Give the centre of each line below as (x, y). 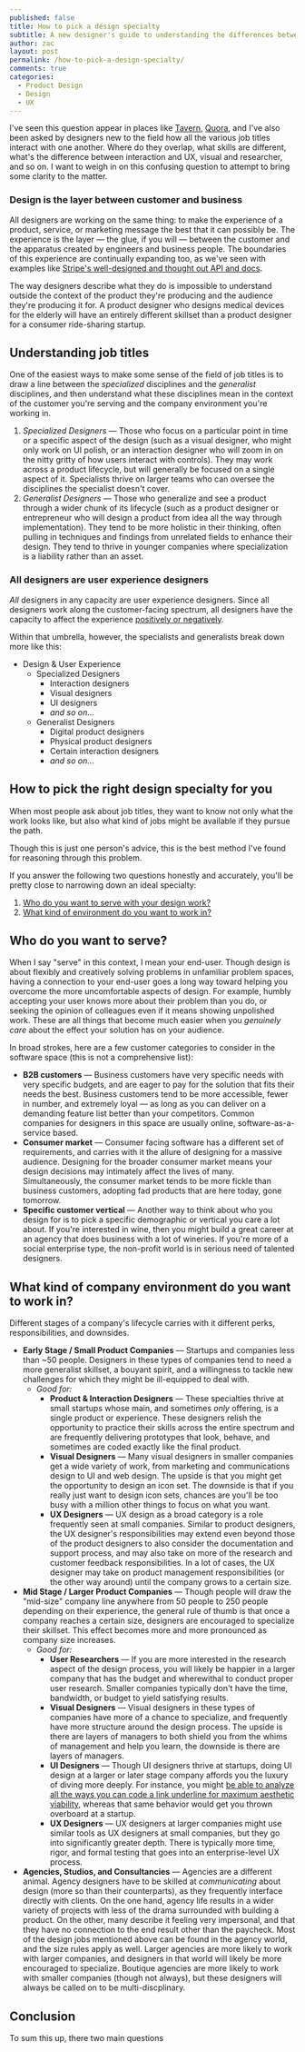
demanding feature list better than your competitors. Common (138, 1113)
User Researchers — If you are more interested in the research (168, 1659)
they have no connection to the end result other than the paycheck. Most (159, 1930)
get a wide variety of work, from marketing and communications (170, 1466)
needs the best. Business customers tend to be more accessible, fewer (155, 1094)
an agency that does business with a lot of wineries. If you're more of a (155, 1239)
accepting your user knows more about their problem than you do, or (138, 1001)
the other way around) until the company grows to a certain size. (171, 1582)
